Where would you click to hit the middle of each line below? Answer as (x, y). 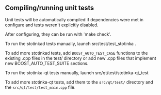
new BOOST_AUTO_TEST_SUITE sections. (47, 63)
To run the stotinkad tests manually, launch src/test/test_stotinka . (71, 44)
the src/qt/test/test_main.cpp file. (40, 87)
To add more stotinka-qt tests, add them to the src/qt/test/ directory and (79, 82)
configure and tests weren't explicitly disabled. (52, 25)
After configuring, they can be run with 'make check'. (58, 34)
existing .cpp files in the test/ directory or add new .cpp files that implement (80, 58)
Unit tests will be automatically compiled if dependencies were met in (74, 19)
